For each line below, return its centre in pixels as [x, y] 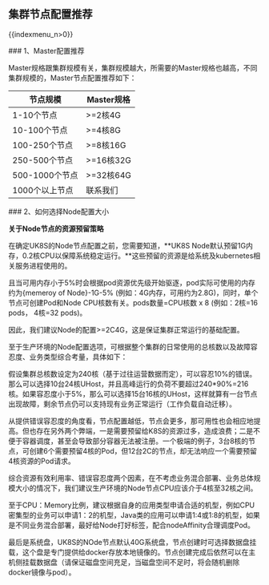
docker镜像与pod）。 [42, 572]
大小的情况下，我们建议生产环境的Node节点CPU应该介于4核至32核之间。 [136, 488]
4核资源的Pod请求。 [42, 461]
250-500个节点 [43, 160]
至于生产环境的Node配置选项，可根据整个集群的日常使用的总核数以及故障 [129, 346]
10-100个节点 [40, 130]
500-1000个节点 [45, 175]
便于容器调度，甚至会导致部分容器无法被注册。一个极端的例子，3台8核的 [128, 441]
